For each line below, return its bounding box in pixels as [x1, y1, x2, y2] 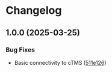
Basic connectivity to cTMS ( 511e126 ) [14, 59, 107, 66]
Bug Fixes [5, 46, 36, 54]
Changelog [5, 4, 62, 17]
